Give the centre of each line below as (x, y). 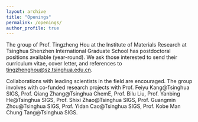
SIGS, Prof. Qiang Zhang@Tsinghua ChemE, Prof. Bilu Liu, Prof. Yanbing (93, 94)
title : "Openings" (29, 17)
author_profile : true (33, 28)
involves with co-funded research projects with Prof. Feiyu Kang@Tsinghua (98, 88)
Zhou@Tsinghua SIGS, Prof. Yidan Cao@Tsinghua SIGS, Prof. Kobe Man (94, 106)
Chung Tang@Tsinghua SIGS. (42, 113)
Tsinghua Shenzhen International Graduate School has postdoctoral (88, 51)
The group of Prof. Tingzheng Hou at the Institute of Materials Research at (97, 45)
